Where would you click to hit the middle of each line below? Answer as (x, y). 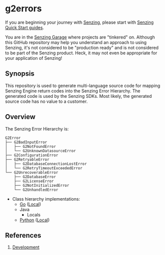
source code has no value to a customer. (46, 101)
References (23, 235)
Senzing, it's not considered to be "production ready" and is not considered (82, 47)
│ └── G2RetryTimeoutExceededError (44, 168)
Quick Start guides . (25, 27)
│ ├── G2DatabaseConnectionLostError (46, 164)
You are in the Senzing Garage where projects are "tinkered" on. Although (80, 37)
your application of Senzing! (34, 58)
